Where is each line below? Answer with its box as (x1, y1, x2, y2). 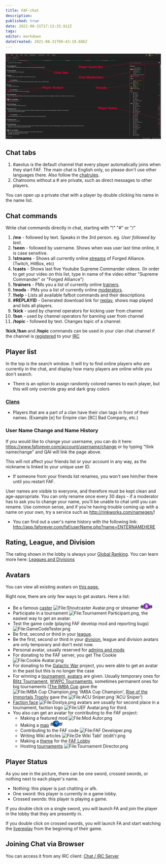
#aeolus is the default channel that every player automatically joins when (12, 162, 161, 167)
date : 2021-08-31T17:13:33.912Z (5, 24, 72, 29)
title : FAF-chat (5, 8, 39, 13)
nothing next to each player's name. (5, 776, 79, 782)
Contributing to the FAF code (20, 728, 79, 734)
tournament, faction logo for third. (12, 704, 128, 711)
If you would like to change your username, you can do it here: (5, 438, 133, 444)
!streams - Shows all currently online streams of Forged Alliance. (12, 255, 145, 261)
